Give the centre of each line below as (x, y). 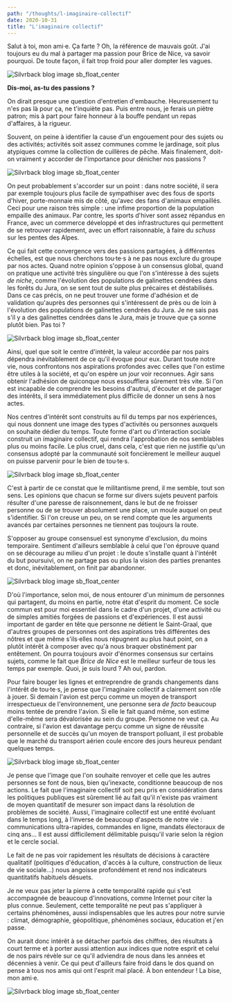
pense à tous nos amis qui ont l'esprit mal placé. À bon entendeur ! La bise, (114, 971)
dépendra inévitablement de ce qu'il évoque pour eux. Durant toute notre (111, 359)
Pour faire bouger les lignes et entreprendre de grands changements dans (113, 682)
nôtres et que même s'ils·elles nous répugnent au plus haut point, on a (107, 639)
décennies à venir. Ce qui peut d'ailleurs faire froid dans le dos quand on (111, 963)
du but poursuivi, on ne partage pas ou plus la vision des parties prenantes (114, 560)
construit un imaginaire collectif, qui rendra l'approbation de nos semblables (116, 439)
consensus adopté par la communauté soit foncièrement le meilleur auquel (114, 454)
